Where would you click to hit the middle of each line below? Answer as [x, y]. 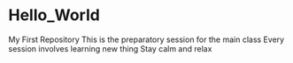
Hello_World [54, 15]
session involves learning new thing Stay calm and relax [110, 48]
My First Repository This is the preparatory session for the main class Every [146, 39]
